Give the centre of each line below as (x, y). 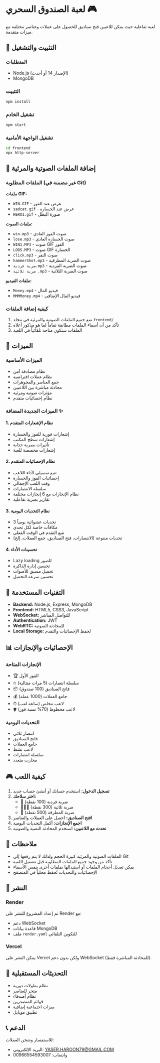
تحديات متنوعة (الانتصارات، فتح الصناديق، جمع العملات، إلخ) (67, 538)
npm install (18, 101)
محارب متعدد (25, 760)
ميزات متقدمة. (19, 32)
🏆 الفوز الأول (26, 676)
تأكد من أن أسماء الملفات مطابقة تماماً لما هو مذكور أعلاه (66, 325)
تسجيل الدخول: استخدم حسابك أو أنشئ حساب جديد (61, 791)
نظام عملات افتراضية (32, 376)
